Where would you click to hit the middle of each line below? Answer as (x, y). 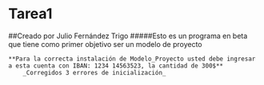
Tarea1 (30, 14)
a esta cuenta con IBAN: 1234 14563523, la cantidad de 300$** (116, 66)
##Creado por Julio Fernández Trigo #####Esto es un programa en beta (128, 36)
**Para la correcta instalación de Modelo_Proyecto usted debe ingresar (132, 59)
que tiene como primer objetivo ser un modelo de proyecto (105, 44)
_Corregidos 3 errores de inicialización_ (94, 72)
